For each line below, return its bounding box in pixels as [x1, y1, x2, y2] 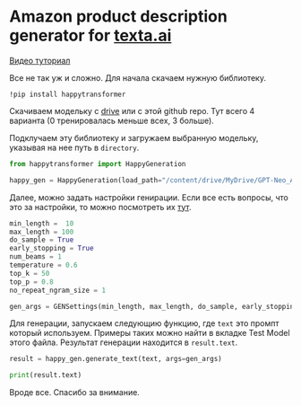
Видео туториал [9, 55, 71, 66]
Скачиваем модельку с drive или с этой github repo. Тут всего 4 [9, 105, 255, 116]
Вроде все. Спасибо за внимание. [9, 387, 141, 398]
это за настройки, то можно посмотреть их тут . [9, 201, 192, 212]
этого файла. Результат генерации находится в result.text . [9, 337, 238, 348]
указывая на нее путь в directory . [9, 142, 140, 153]
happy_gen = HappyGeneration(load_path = [9, 175, 163, 185]
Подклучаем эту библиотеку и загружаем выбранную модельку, [9, 132, 259, 143]
